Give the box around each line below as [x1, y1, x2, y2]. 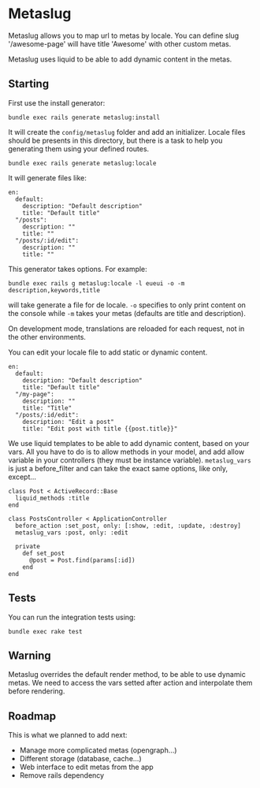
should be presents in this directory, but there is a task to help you [8, 136, 223, 145]
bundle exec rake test [8, 627, 83, 635]
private [15, 542, 41, 550]
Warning [8, 649, 51, 662]
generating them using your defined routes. [8, 143, 150, 154]
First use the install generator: [8, 98, 106, 107]
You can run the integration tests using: [8, 612, 136, 622]
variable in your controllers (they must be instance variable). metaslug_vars [8, 455, 251, 465]
